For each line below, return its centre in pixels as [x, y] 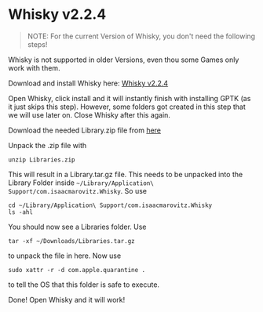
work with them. [34, 67]
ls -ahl [21, 212]
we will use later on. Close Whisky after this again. [89, 114]
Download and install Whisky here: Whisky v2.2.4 [88, 83]
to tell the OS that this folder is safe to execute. [84, 285]
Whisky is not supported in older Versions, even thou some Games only [124, 60]
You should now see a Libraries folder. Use [77, 227]
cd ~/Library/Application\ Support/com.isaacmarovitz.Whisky [110, 205]
